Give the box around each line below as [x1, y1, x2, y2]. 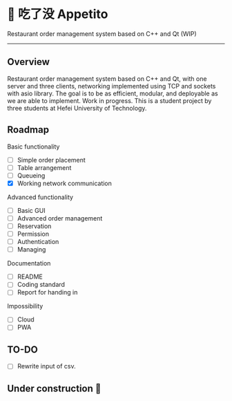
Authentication [17, 238, 59, 246]
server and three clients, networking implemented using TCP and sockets [7, 82, 216, 90]
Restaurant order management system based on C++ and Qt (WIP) [7, 29, 197, 38]
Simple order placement [17, 156, 86, 164]
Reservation [17, 222, 52, 230]
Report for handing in [17, 288, 78, 297]
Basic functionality [7, 142, 60, 151]
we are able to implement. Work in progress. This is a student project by [7, 96, 212, 104]
